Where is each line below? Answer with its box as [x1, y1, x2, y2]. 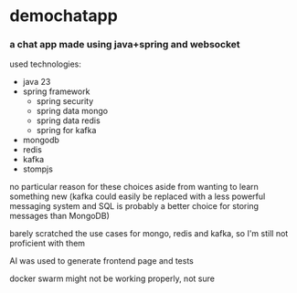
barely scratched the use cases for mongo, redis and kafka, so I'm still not [9, 228, 289, 239]
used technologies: [9, 58, 82, 69]
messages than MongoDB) [9, 211, 110, 222]
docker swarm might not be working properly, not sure [9, 273, 215, 284]
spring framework [22, 86, 90, 97]
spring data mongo [36, 106, 108, 117]
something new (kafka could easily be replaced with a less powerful [9, 191, 266, 202]
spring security [36, 96, 94, 107]
